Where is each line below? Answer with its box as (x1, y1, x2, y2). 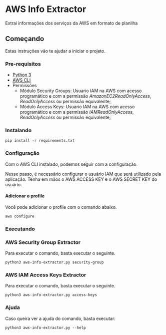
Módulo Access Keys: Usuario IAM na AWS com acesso (19, 104, 135, 110)
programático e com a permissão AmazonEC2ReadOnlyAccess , (19, 93, 151, 99)
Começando (5, 35, 44, 43)
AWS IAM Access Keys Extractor (5, 271, 86, 278)
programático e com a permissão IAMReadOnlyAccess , (19, 109, 134, 115)
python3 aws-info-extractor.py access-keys (5, 292, 97, 297)
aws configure (5, 214, 35, 219)
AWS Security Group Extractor (5, 239, 81, 246)
